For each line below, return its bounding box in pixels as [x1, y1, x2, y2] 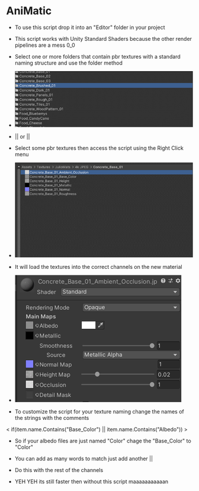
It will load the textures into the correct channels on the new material [14, 264, 182, 271]
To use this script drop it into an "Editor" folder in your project [14, 24, 165, 31]
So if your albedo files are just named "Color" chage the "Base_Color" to [14, 437, 191, 445]
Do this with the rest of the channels [14, 467, 104, 474]
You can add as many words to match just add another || [14, 455, 153, 463]
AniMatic [6, 4, 52, 18]
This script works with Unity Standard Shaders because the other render [14, 35, 192, 42]
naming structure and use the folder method [14, 59, 123, 66]
